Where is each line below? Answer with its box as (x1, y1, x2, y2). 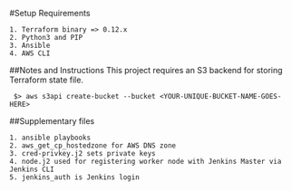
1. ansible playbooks (9, 133, 92, 142)
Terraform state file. (9, 74, 84, 85)
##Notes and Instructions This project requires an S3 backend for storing (9, 65, 283, 75)
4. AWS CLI (9, 49, 51, 58)
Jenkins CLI (9, 165, 54, 174)
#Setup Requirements (9, 8, 91, 18)
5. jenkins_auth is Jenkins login (9, 173, 141, 182)
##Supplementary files (9, 116, 95, 126)
